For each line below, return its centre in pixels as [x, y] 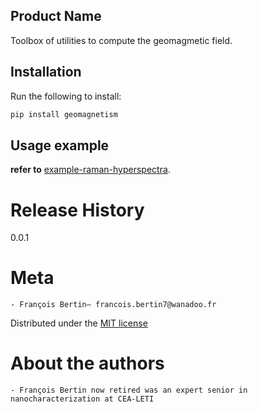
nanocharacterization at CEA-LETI [82, 399]
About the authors [87, 363]
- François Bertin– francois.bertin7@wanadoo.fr [113, 305]
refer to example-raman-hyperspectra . [90, 170]
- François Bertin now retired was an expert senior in [129, 390]
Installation [46, 72]
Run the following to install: [66, 96]
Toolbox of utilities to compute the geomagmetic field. [121, 40]
